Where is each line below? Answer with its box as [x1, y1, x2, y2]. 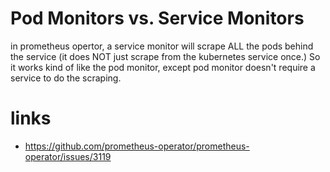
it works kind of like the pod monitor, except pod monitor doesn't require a [10, 61, 316, 73]
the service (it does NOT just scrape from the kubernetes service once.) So [10, 50, 321, 62]
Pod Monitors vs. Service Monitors [10, 7, 305, 30]
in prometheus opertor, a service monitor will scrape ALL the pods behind [10, 40, 314, 52]
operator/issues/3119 [24, 150, 112, 162]
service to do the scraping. [10, 72, 122, 84]
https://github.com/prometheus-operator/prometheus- [24, 140, 250, 152]
